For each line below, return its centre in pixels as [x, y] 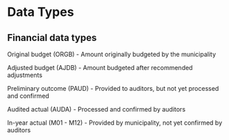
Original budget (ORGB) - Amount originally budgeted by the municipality [112, 54]
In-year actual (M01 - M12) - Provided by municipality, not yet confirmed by [115, 123]
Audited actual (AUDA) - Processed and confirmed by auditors [96, 109]
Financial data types [52, 38]
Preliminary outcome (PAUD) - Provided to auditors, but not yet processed [113, 88]
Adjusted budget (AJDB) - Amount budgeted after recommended [100, 68]
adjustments [25, 75]
